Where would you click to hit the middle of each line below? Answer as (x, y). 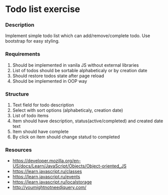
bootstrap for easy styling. (32, 41)
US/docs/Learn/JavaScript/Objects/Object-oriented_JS (69, 166)
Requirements (23, 54)
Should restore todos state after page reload (58, 76)
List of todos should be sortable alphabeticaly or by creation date (80, 70)
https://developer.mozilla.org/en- (47, 161)
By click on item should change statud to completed (66, 137)
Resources (19, 150)
